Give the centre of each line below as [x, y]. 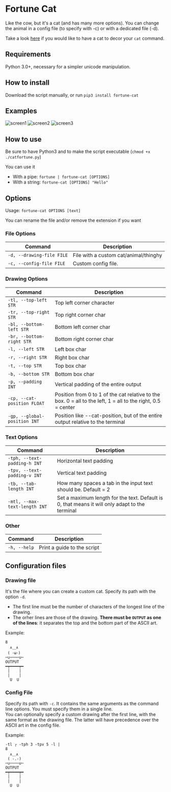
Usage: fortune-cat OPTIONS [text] [43, 210]
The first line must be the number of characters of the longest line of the [88, 606]
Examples [21, 111]
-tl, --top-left [27, 300]
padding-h [20, 463]
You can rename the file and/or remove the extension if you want [73, 220]
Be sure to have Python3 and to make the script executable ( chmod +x [78, 151]
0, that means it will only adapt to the [101, 504]
